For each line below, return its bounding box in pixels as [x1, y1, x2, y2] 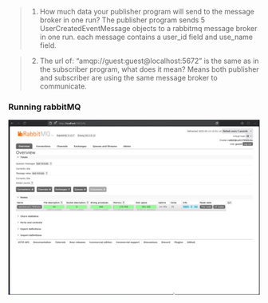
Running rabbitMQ [8, 101, 81, 112]
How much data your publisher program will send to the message [39, 7, 255, 16]
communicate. [39, 81, 88, 91]
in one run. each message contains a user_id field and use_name [39, 32, 254, 41]
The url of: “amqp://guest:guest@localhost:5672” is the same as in [39, 56, 259, 65]
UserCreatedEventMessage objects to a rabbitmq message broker [39, 24, 258, 33]
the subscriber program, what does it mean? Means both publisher [39, 65, 259, 74]
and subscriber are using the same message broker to [39, 73, 218, 82]
